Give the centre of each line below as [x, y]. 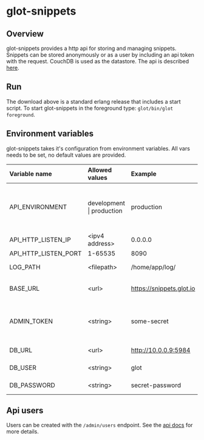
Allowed [100, 170]
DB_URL [21, 350]
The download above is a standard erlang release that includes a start [93, 101]
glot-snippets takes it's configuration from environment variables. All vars [98, 148]
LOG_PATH [25, 267]
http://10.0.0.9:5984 [161, 350]
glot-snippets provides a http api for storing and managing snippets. [91, 48]
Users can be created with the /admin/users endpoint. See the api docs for [100, 425]
